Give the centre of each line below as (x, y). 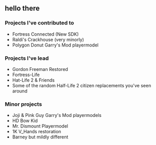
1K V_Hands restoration (37, 132)
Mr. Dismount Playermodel (40, 126)
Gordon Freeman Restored (40, 69)
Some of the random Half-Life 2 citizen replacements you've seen (82, 85)
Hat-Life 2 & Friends (33, 80)
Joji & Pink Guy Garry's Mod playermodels (57, 115)
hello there (22, 8)
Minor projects (23, 104)
